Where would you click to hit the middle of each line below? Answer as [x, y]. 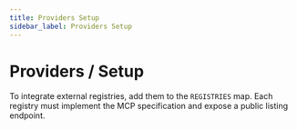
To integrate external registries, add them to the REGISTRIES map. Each [141, 96]
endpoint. [27, 115]
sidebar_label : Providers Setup [71, 26]
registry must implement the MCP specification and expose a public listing [149, 106]
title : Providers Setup [55, 18]
